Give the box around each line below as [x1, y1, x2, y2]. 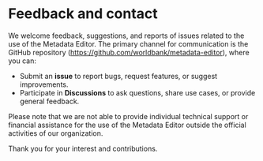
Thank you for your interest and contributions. [8, 144, 158, 153]
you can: [8, 56, 37, 66]
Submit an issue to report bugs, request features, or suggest [19, 71, 218, 80]
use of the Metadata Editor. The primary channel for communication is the [8, 39, 249, 48]
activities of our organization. [8, 128, 103, 138]
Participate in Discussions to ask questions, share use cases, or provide [19, 88, 256, 97]
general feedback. [19, 96, 80, 106]
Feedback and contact [8, 5, 158, 23]
